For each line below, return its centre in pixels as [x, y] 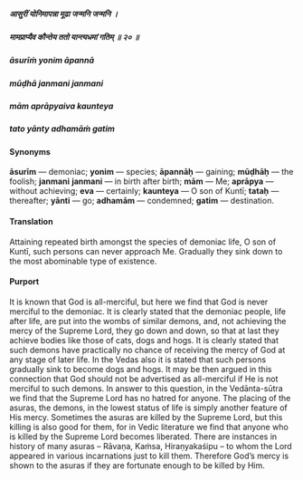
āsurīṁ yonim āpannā [52, 61]
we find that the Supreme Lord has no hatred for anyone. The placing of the [150, 398]
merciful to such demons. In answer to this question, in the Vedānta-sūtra [146, 388]
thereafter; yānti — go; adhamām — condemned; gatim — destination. [142, 201]
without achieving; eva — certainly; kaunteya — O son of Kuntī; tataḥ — [144, 191]
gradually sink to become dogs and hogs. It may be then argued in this [141, 369]
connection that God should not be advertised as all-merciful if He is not [144, 379]
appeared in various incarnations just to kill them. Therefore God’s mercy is [149, 456]
